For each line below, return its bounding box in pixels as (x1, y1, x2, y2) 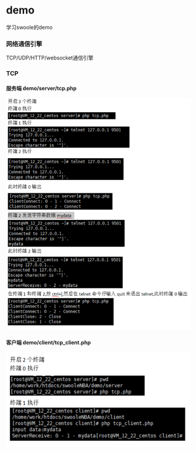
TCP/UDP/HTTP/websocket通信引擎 (6, 54, 94, 62)
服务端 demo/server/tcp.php (6, 85, 77, 92)
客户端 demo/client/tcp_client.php (6, 339, 91, 346)
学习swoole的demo (6, 24, 53, 31)
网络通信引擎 (6, 39, 43, 48)
